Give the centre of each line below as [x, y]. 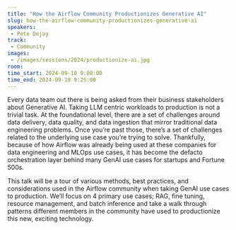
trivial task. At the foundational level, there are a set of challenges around [114, 115]
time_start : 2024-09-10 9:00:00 [55, 73]
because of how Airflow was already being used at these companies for [112, 145]
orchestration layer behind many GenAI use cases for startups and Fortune [116, 160]
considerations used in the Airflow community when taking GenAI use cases [118, 189]
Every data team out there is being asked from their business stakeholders [116, 100]
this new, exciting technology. [51, 219]
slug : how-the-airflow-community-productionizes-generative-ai [102, 21]
